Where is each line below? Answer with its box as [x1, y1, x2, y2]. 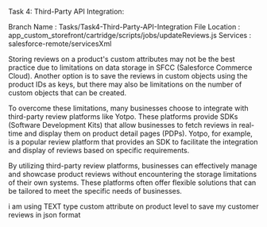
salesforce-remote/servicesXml [8, 39, 112, 48]
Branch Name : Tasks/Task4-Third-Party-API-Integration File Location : [8, 22, 241, 31]
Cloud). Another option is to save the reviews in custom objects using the [8, 71, 248, 80]
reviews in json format [8, 210, 81, 219]
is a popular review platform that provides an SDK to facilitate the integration [8, 137, 258, 146]
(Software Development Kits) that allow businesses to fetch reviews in [8, 121, 238, 129]
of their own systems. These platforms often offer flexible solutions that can [8, 178, 257, 187]
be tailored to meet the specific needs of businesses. [8, 187, 183, 195]
